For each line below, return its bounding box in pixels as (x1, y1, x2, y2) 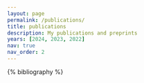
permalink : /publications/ (7, 17, 85, 24)
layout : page (7, 10, 45, 17)
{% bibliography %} (7, 67, 64, 76)
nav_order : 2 (7, 49, 45, 56)
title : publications (7, 23, 67, 30)
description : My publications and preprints (7, 29, 138, 37)
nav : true (7, 42, 36, 49)
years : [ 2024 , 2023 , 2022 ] (7, 36, 85, 43)
